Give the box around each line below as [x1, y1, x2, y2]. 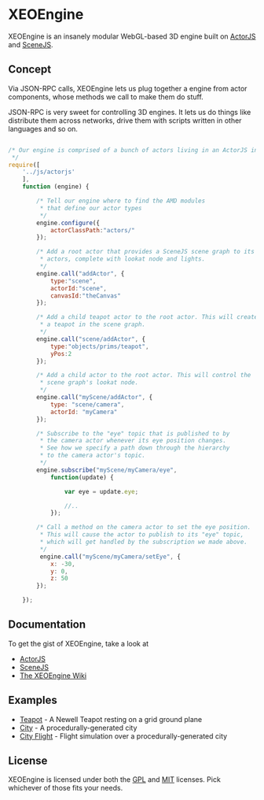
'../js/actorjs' [22, 168, 76, 176]
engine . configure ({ [36, 219, 101, 227]
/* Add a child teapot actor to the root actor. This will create [36, 313, 258, 321]
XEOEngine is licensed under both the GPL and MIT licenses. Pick [8, 775, 222, 784]
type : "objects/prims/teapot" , [49, 343, 149, 350]
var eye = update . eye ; [64, 487, 139, 495]
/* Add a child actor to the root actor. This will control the [36, 372, 251, 380]
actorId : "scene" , [49, 284, 108, 292]
